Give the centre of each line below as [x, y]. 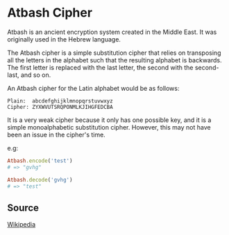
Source [23, 208]
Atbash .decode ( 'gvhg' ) [40, 180]
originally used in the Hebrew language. [64, 39]
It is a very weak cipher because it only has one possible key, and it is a [109, 120]
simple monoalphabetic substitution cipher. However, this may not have [109, 127]
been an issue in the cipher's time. [56, 134]
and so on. [36, 75]
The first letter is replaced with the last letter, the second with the [100, 67]
